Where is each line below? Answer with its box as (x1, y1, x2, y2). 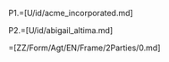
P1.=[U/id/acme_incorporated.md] (8, 8, 133, 18)
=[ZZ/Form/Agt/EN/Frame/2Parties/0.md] (8, 42, 161, 53)
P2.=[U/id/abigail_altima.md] (8, 25, 114, 35)
